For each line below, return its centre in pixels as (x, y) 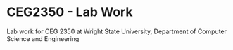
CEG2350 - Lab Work (70, 12)
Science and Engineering (43, 38)
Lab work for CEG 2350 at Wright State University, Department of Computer (116, 31)
